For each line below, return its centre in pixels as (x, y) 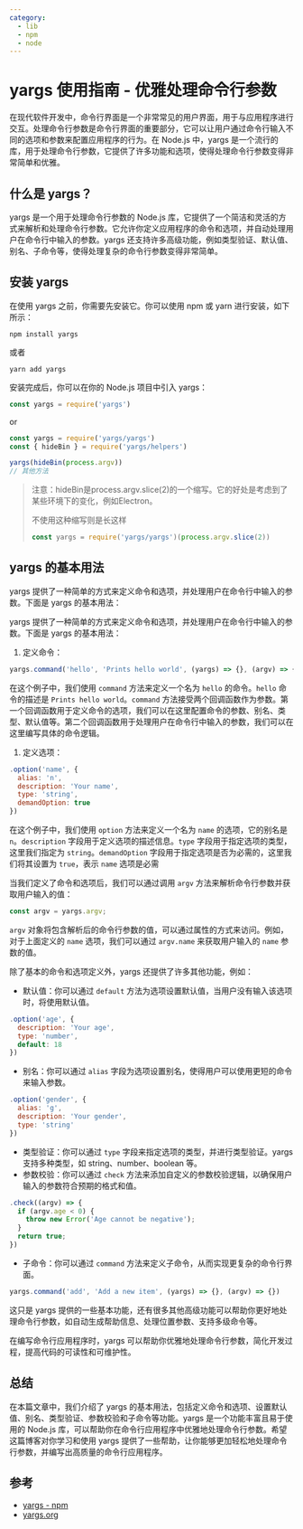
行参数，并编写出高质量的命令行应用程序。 (88, 1451)
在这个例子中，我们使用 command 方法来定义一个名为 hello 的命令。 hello (143, 687)
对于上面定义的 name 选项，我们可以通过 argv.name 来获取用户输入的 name (144, 940)
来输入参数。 (46, 1082)
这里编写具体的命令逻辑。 (57, 732)
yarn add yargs (38, 369)
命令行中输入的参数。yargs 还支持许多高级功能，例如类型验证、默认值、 (159, 240)
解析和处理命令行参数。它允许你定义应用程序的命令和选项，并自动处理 (155, 228)
